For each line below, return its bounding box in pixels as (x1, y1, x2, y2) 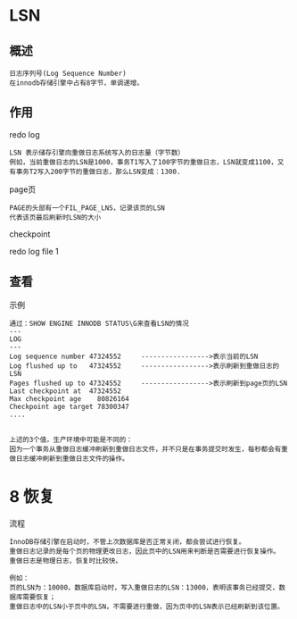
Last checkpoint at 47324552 (9, 386, 122, 396)
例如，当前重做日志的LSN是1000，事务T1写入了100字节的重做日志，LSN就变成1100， (9, 157, 278, 166)
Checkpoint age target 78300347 (9, 402, 129, 411)
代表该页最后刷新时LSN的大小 (9, 213, 102, 222)
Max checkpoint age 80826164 (9, 394, 129, 403)
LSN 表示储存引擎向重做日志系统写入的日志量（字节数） (9, 148, 186, 157)
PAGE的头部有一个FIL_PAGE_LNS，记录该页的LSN (9, 203, 165, 213)
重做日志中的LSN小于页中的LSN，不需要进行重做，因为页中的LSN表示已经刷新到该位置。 (9, 602, 285, 611)
